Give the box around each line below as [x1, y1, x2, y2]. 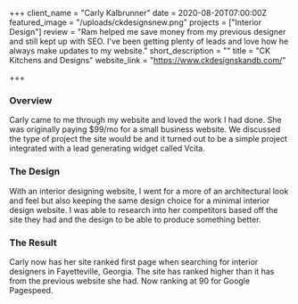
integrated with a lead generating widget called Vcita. [9, 143, 205, 154]
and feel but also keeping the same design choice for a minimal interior [9, 195, 270, 206]
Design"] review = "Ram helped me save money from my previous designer [9, 27, 286, 37]
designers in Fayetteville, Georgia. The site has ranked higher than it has [9, 266, 275, 276]
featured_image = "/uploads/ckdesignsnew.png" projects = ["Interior [9, 17, 261, 28]
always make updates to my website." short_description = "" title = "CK [9, 45, 270, 56]
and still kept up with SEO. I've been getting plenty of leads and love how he [9, 36, 289, 46]
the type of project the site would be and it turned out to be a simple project [9, 134, 288, 144]
